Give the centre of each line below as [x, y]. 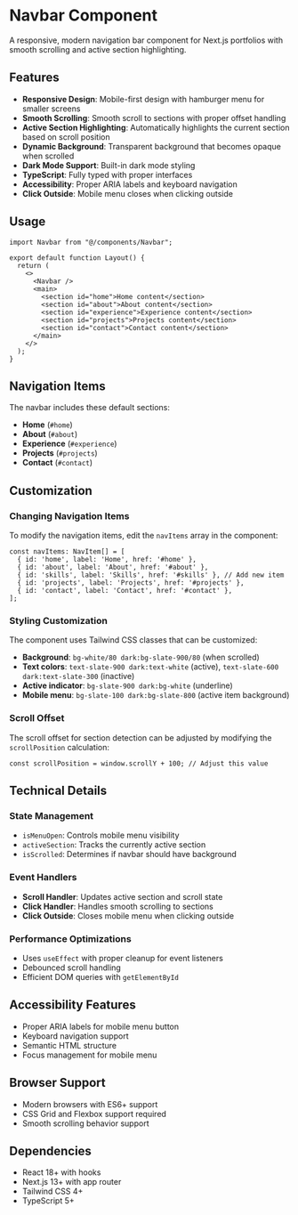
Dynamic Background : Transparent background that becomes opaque [152, 146]
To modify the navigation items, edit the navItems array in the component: [144, 536]
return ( [33, 265]
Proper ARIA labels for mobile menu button [101, 1026]
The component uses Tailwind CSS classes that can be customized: [133, 640]
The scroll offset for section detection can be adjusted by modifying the [141, 737]
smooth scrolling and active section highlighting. [98, 49]
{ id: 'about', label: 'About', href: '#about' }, [113, 567]
